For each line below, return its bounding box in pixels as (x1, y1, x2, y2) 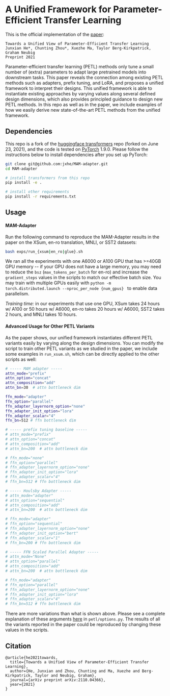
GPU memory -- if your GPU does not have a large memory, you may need (5, 264, 161, 270)
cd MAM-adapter (5, 166, 38, 171)
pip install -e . (5, 180, 42, 185)
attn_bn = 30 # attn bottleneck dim (5, 385, 81, 390)
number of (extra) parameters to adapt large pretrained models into (5, 69, 147, 75)
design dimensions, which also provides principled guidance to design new (5, 96, 163, 102)
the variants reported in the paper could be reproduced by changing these (5, 622, 161, 628)
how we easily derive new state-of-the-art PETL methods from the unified (5, 107, 160, 113)
